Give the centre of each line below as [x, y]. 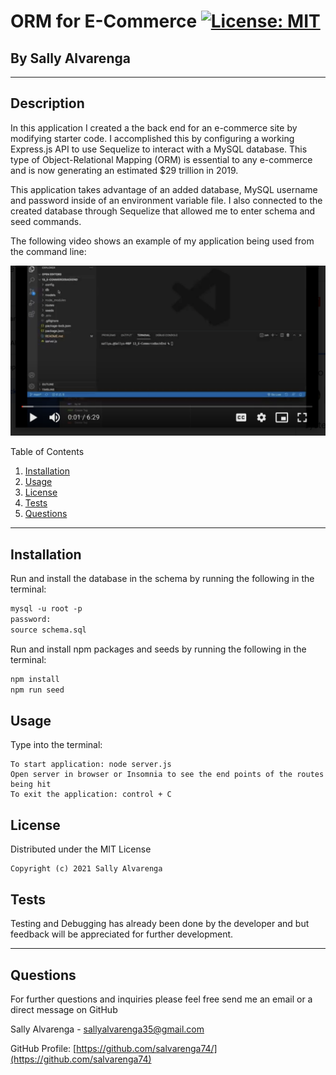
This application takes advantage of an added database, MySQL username [164, 189]
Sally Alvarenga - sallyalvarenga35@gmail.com [107, 1029]
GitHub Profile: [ [43, 1048]
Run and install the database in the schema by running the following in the [162, 579]
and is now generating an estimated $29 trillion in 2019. [124, 170]
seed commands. [46, 221]
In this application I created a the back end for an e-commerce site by [154, 127]
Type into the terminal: [56, 745]
